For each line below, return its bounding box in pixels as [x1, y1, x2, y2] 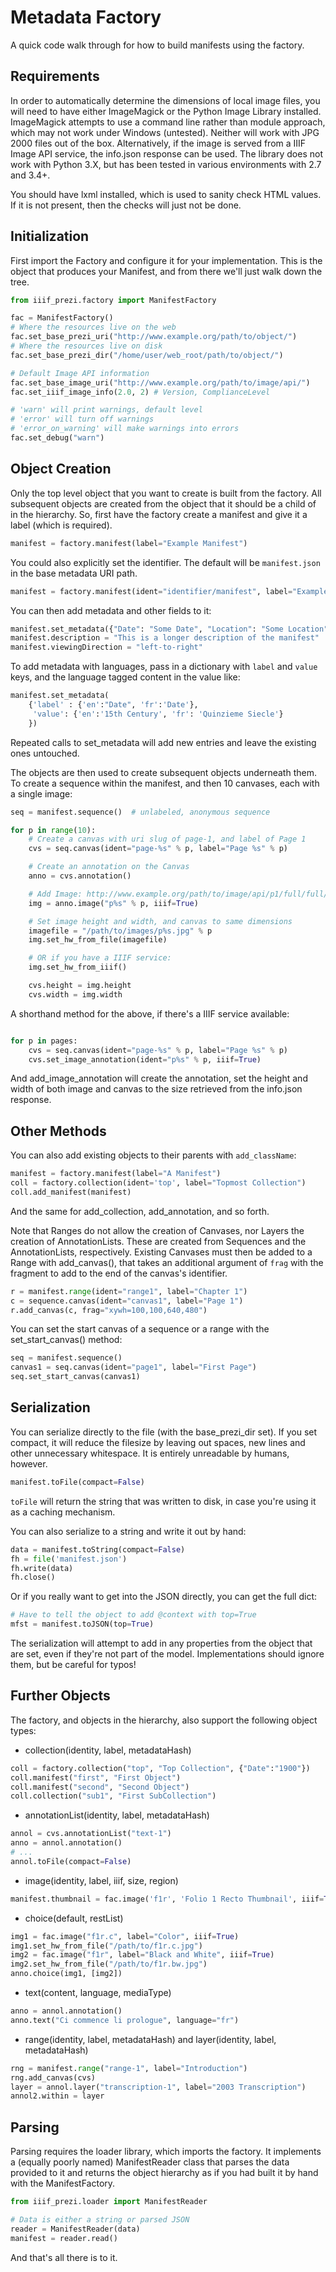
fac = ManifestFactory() [10, 313, 114, 323]
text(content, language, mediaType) [24, 1987, 172, 1999]
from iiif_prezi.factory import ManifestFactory [10, 295, 217, 305]
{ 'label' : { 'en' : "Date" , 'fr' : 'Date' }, [28, 700, 199, 710]
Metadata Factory [10, 6, 162, 29]
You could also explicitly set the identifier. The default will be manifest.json [10, 556, 321, 568]
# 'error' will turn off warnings [10, 414, 155, 425]
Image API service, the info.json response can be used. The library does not [10, 147, 323, 160]
